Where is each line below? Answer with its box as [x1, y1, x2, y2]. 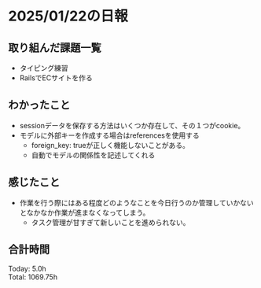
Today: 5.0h [8, 264, 47, 274]
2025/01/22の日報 [8, 7, 128, 25]
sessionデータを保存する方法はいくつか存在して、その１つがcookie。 [19, 120, 245, 130]
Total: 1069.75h [8, 272, 57, 282]
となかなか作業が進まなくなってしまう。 [19, 208, 150, 217]
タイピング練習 [19, 64, 68, 72]
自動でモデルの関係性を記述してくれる [31, 150, 156, 160]
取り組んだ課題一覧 [8, 41, 101, 54]
